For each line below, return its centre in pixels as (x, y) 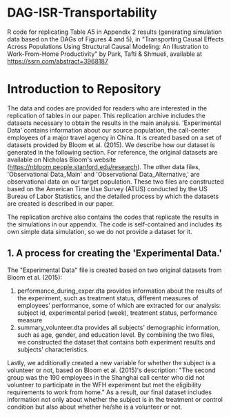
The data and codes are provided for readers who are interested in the (107, 108)
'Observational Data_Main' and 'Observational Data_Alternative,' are (103, 174)
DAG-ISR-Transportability (82, 13)
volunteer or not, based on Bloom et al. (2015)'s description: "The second (111, 370)
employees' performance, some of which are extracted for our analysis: (119, 305)
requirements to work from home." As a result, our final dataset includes (110, 392)
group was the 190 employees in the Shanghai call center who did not (106, 377)
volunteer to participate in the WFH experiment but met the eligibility (104, 385)
